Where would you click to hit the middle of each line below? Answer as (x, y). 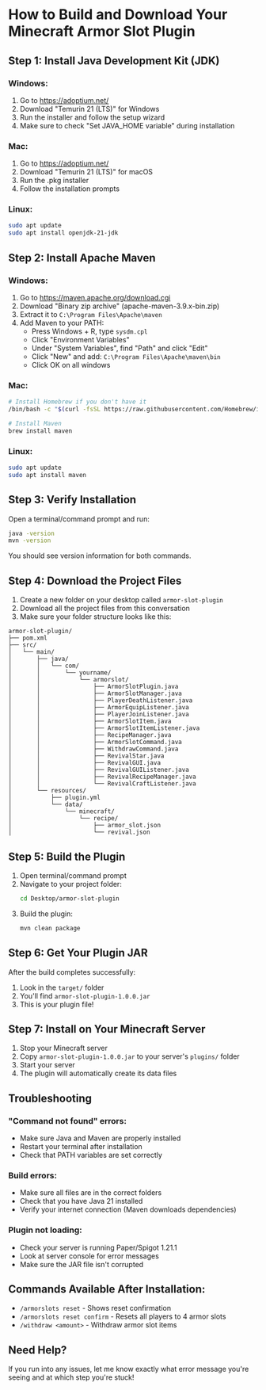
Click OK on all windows (71, 365)
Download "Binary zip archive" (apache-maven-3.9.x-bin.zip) (120, 306)
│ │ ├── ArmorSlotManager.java (95, 694)
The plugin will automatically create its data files (98, 1073)
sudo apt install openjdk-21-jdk (63, 233)
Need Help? (38, 1350)
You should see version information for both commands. (100, 556)
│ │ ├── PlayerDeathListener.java (101, 701)
